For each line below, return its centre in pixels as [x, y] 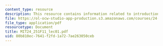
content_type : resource [29, 9]
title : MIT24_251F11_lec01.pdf [37, 32]
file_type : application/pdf [33, 23]
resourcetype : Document [29, 27]
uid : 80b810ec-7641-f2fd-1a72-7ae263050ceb [50, 36]
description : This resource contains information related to [68, 14]
